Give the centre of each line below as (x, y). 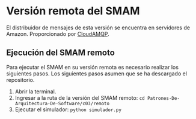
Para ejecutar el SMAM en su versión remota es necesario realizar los (93, 67)
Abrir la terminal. (35, 91)
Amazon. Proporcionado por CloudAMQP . (58, 33)
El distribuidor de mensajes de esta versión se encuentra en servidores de (98, 28)
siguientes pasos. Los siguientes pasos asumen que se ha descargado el (97, 74)
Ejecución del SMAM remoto (61, 53)
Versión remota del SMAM (73, 11)
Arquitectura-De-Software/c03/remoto (62, 103)
